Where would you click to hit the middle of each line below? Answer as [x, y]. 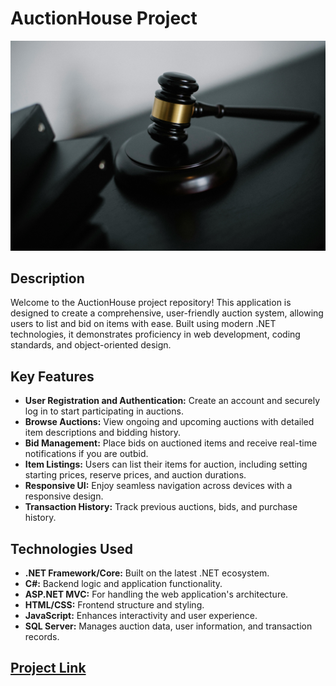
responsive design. [64, 496]
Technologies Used [71, 548]
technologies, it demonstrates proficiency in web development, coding [155, 334]
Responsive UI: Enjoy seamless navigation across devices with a [158, 486]
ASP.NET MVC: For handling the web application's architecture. [156, 594]
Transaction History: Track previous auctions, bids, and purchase [161, 507]
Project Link [48, 668]
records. [42, 637]
